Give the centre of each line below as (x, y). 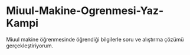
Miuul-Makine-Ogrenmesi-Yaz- (85, 11)
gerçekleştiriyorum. (30, 46)
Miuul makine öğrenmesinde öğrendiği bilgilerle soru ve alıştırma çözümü (95, 39)
